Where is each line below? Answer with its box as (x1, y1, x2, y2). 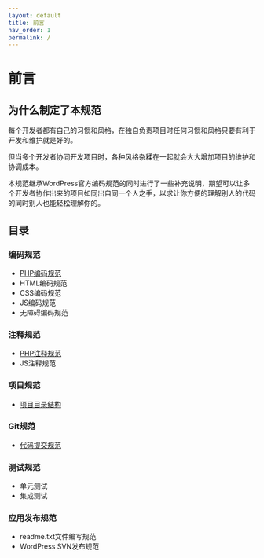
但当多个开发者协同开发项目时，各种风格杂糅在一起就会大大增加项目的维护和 (8, 152, 256, 162)
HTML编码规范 (19, 278, 68, 288)
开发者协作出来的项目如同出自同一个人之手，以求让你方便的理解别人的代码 (14, 189, 256, 198)
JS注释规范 (19, 358, 57, 368)
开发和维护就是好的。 (8, 135, 77, 145)
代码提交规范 (19, 440, 61, 450)
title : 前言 (8, 19, 45, 27)
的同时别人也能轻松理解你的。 (8, 198, 104, 208)
